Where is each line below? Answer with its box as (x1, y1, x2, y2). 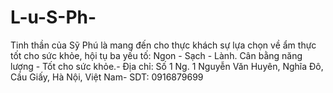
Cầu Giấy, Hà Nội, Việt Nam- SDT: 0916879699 (10, 71, 204, 83)
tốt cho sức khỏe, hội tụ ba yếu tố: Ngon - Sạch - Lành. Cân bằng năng (10, 49, 303, 61)
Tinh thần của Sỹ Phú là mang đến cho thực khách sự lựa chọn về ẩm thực (10, 39, 317, 51)
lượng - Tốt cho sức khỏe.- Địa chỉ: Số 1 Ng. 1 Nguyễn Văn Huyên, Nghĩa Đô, (10, 60, 324, 72)
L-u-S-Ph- (10, 6, 97, 29)
